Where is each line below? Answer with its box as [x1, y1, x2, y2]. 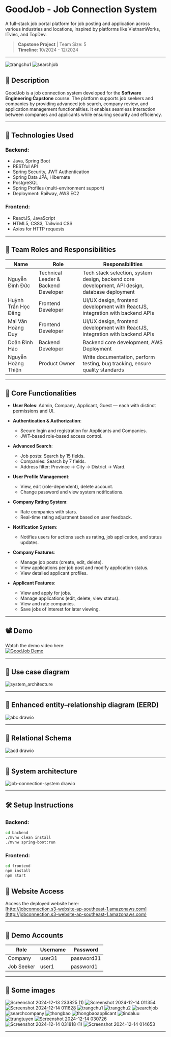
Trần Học [8, 303, 30, 310]
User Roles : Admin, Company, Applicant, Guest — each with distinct [12, 403, 156, 409]
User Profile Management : [12, 474, 70, 480]
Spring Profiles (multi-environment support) [12, 185, 105, 191]
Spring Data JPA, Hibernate [12, 174, 70, 180]
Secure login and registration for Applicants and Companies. [20, 428, 147, 434]
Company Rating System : [12, 499, 68, 505]
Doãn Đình [8, 339, 33, 346]
